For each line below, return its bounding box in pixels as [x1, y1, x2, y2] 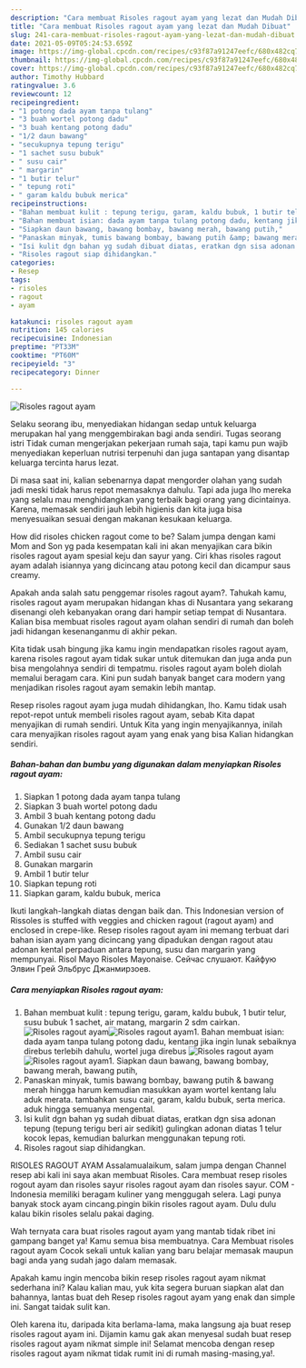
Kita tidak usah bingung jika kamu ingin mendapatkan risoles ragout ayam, [10, 643, 289, 654]
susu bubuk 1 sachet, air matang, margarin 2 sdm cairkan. [23, 1017, 241, 1028]
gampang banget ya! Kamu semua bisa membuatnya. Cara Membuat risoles [10, 1235, 294, 1246]
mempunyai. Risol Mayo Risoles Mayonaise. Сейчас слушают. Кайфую [10, 954, 277, 964]
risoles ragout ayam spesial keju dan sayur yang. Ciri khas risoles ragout [10, 550, 281, 561]
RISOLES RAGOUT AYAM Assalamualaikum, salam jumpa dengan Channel [10, 1160, 287, 1171]
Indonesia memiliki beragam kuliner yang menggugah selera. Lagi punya [10, 1189, 281, 1200]
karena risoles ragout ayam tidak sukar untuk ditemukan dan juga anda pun [10, 653, 292, 664]
